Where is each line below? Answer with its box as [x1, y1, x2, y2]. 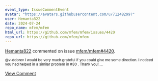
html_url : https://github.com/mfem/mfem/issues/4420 [5, 30, 115, 35]
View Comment [5, 70, 36, 76]
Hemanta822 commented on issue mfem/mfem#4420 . [5, 48, 115, 54]
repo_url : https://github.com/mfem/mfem [5, 35, 89, 40]
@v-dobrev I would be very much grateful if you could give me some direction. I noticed [5, 57, 153, 62]
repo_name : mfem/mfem [5, 26, 50, 30]
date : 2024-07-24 [5, 21, 41, 26]
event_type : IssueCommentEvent [5, 7, 69, 12]
